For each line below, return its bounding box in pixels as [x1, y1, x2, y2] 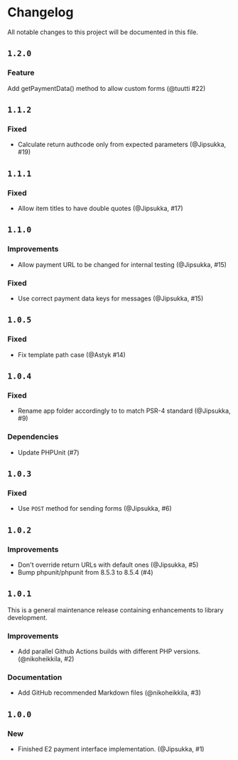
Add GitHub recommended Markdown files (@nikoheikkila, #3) [17, 688, 201, 697]
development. [7, 613, 48, 621]
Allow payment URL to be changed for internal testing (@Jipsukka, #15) [17, 260, 227, 268]
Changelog [7, 4, 74, 21]
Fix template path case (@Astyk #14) [17, 350, 126, 359]
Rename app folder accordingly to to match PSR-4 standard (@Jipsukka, [17, 406, 231, 416]
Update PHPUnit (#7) [17, 448, 80, 457]
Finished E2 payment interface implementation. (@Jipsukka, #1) [17, 745, 205, 754]
